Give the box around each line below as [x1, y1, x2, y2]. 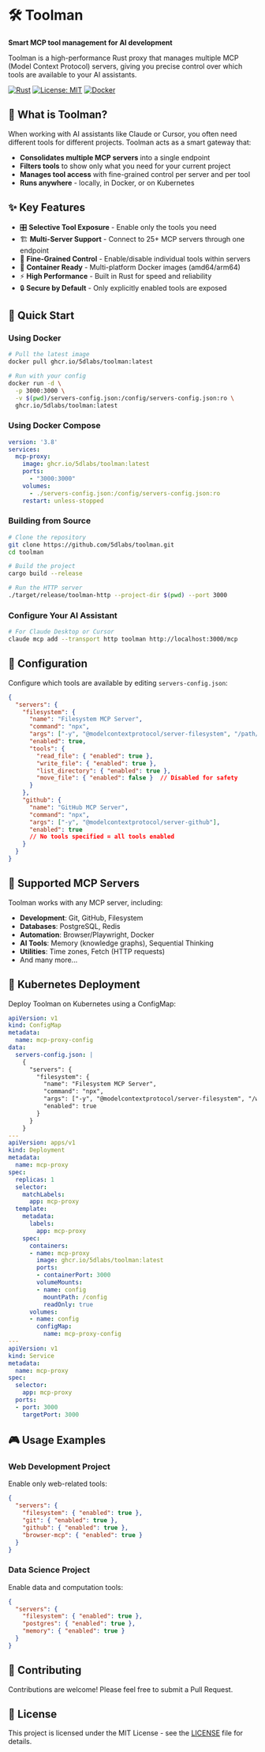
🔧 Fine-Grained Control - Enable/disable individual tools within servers [19, 254, 251, 263]
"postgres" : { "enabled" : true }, [22, 1620, 136, 1628]
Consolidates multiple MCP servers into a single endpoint [19, 152, 211, 162]
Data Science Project [8, 1565, 91, 1576]
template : [15, 1205, 47, 1213]
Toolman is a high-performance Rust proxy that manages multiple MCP [8, 53, 239, 62]
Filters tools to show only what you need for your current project [19, 161, 231, 171]
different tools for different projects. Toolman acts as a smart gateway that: [8, 137, 252, 147]
